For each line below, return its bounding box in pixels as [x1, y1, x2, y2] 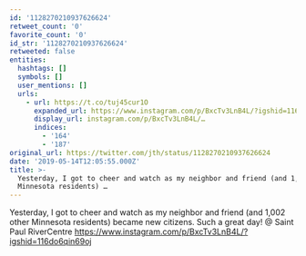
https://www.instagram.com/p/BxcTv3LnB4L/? [74, 226, 249, 237]
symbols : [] [17, 73, 64, 82]
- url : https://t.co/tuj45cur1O [25, 97, 148, 107]
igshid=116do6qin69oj [9, 236, 92, 247]
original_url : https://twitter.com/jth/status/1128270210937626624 [9, 148, 271, 157]
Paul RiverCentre [9, 226, 73, 237]
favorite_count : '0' [9, 30, 88, 39]
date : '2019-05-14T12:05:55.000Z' [9, 156, 141, 166]
